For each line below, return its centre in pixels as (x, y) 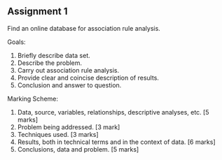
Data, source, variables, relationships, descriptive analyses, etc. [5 (113, 112)
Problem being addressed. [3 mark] (69, 127)
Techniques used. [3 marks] (58, 134)
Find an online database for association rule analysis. (84, 28)
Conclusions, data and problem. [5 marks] (78, 149)
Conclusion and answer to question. (69, 85)
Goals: (16, 42)
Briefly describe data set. (54, 55)
